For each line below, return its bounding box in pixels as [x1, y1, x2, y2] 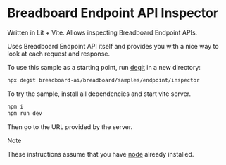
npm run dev [7, 109, 42, 117]
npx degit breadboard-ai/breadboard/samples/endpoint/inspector [7, 76, 200, 84]
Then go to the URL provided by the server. [7, 122, 133, 131]
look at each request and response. [7, 49, 111, 58]
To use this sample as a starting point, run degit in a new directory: [7, 63, 201, 71]
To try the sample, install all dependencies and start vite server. [7, 90, 192, 98]
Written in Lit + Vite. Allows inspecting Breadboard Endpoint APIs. [7, 28, 198, 37]
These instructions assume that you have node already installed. [7, 149, 194, 158]
